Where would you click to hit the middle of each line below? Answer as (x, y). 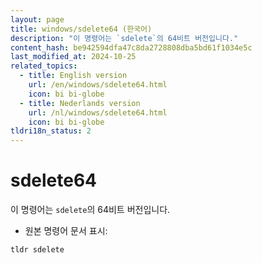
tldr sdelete (37, 250)
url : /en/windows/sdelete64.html (98, 85)
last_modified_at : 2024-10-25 (73, 57)
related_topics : (44, 66)
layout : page (37, 19)
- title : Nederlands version (80, 103)
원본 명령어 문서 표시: (66, 231)
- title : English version (73, 76)
